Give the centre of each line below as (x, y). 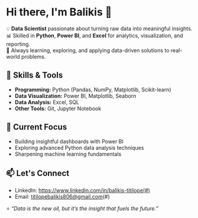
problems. (33, 56)
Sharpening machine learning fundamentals (68, 154)
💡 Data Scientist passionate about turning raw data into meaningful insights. (99, 28)
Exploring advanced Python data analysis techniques (79, 148)
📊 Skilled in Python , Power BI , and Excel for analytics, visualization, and (95, 36)
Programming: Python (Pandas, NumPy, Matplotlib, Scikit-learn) (93, 89)
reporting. (18, 44)
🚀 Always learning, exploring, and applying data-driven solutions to (88, 50)
